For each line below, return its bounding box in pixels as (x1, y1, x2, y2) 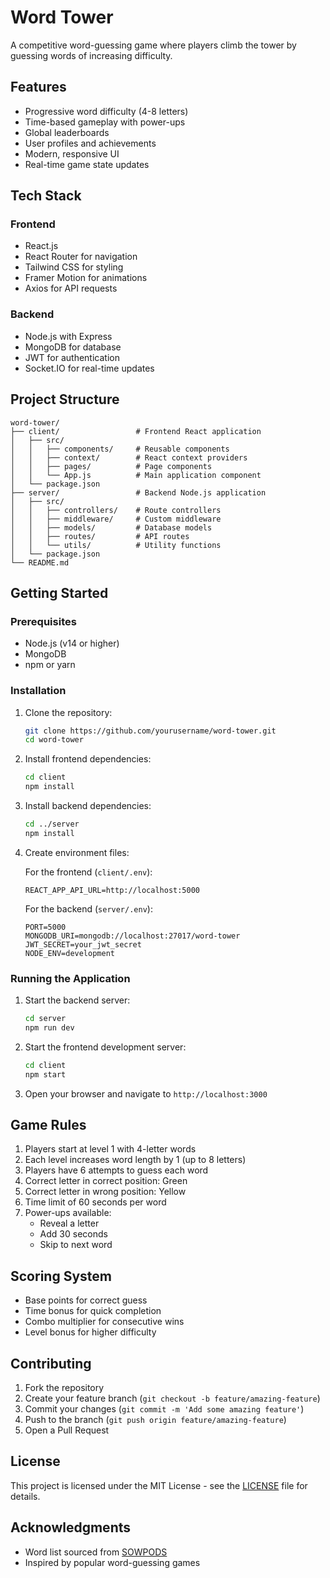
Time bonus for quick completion (24, 1305, 162, 1317)
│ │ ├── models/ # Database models (10, 522, 213, 533)
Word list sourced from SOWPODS (24, 1546, 168, 1558)
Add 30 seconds (39, 1228, 108, 1240)
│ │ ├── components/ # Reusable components (10, 444, 230, 454)
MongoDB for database (24, 341, 122, 353)
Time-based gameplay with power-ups (24, 116, 186, 128)
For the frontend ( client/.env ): (24, 866, 153, 878)
